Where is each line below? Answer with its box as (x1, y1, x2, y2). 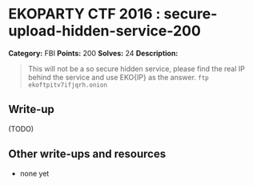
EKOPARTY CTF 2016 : (8, 5, 161, 23)
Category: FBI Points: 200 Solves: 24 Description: (8, 48, 179, 58)
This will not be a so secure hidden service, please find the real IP (27, 63, 246, 73)
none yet (19, 168, 50, 178)
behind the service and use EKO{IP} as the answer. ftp (27, 72, 210, 82)
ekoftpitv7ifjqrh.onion (27, 81, 108, 89)
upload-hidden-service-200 (8, 22, 202, 40)
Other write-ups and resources (8, 148, 167, 161)
